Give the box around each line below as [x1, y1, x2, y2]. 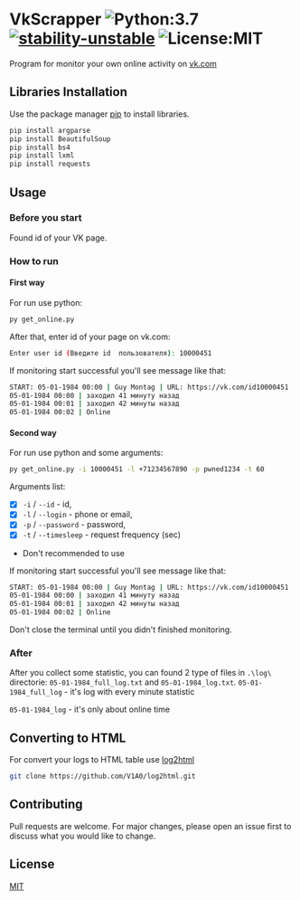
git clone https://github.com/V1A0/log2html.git [9, 772, 196, 782]
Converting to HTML [9, 730, 127, 745]
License [9, 857, 55, 872]
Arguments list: [9, 481, 66, 492]
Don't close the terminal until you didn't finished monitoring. [9, 624, 232, 635]
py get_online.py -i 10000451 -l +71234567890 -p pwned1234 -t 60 [9, 465, 265, 474]
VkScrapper [9, 9, 102, 30]
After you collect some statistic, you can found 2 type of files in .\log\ [9, 668, 272, 678]
